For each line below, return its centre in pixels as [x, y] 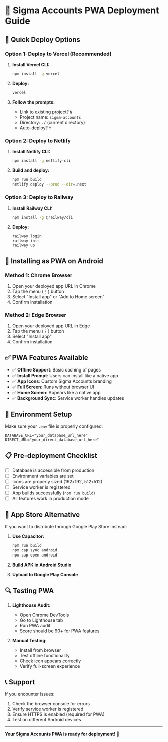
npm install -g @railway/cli [43, 217]
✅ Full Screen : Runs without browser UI [53, 387]
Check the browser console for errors [51, 704]
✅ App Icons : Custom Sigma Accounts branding [62, 381]
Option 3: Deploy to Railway [39, 197]
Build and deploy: [31, 170]
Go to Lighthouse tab [41, 620]
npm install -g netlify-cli [41, 161]
